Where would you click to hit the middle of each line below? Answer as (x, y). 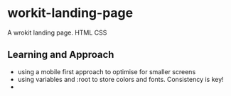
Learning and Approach (61, 55)
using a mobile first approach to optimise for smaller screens (107, 71)
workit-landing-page (70, 13)
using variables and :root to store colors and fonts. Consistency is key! (120, 79)
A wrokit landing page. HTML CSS (57, 32)
